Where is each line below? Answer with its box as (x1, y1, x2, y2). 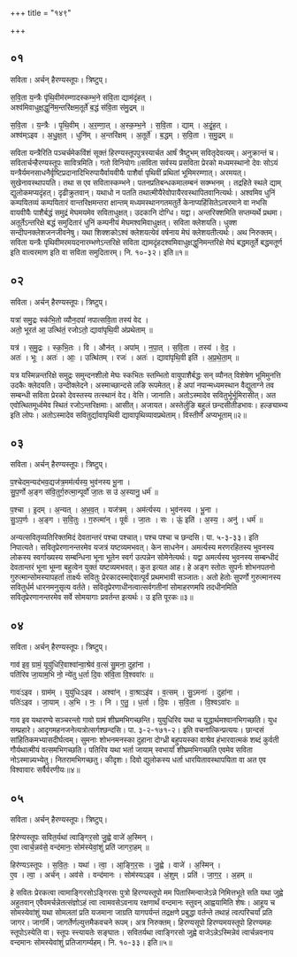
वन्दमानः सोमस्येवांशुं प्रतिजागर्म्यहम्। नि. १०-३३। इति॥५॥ (10, 938, 173, 948)
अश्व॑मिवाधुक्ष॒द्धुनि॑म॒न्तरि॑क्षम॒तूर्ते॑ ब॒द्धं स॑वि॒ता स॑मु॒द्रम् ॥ (10, 102, 145, 112)
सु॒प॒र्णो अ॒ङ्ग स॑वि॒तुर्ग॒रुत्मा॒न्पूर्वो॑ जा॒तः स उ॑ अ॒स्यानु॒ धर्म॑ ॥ (10, 487, 158, 498)
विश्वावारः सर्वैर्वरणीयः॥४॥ (10, 765, 80, 776)
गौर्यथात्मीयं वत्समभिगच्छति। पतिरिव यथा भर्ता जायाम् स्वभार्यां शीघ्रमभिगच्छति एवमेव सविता (10, 745, 253, 755)
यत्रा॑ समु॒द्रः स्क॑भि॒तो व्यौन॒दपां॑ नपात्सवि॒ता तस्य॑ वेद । (10, 314, 149, 325)
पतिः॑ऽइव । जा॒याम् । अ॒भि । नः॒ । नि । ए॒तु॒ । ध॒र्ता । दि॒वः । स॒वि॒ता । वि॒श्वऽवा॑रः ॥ (10, 697, 240, 707)
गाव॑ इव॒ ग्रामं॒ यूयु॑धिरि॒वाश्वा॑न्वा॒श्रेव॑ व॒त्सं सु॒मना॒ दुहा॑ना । (10, 660, 151, 670)
